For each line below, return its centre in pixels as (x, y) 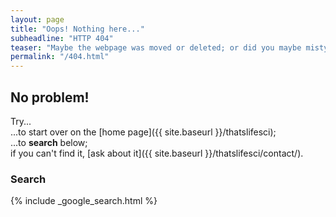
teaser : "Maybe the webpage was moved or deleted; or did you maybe (156, 47)
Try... (21, 121)
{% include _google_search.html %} (84, 201)
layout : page (37, 19)
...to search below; (49, 142)
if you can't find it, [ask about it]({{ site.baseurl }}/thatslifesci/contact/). (157, 153)
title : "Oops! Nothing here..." (77, 29)
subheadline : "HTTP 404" (62, 38)
